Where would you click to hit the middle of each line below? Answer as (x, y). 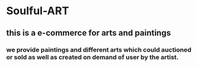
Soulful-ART (38, 11)
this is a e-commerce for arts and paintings (89, 33)
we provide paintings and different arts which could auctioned (99, 50)
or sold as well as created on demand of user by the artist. (92, 57)
